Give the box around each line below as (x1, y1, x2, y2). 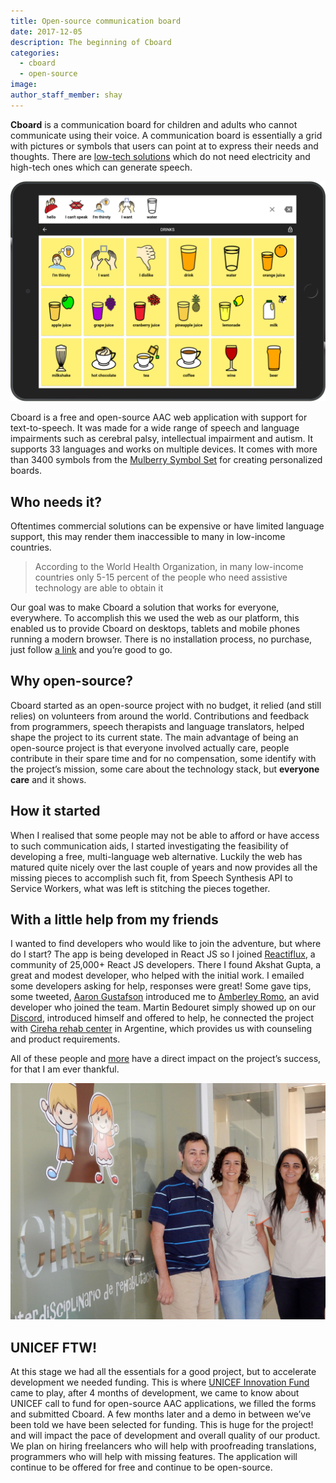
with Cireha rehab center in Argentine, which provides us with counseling (10, 1023, 313, 1035)
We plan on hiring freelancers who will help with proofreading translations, (10, 1440, 317, 1452)
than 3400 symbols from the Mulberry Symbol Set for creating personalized (10, 454, 323, 466)
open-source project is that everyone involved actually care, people (10, 741, 290, 754)
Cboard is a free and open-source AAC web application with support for (10, 411, 308, 424)
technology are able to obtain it (34, 581, 164, 594)
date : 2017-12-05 (10, 26, 83, 37)
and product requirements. (10, 1033, 121, 1045)
